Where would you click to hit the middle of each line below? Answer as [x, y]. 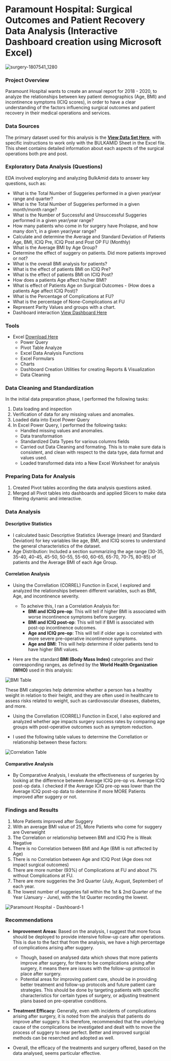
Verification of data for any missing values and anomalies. [74, 414]
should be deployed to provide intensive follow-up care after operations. [89, 936]
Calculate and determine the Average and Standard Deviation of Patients [89, 236]
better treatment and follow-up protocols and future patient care [88, 984]
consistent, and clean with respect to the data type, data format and [92, 452]
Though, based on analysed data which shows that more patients [89, 957]
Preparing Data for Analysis [40, 477]
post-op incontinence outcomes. [62, 628]
